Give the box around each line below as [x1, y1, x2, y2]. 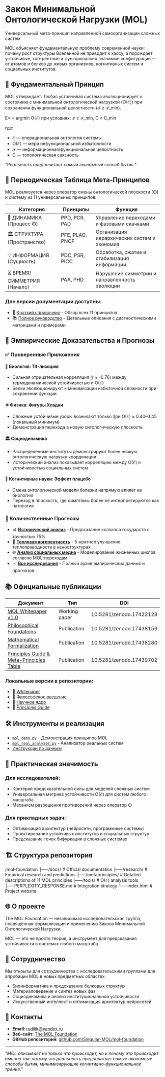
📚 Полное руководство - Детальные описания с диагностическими [12, 315, 156, 321]
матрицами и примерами [12, 322, 66, 328]
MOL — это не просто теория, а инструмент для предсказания [5, 935, 137, 941]
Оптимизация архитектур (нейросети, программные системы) [12, 826, 144, 831]
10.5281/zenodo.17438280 [91, 640, 158, 646]
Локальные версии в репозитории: [5, 678, 94, 684]
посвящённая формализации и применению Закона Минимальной [5, 921, 145, 927]
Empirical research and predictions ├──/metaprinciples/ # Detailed [5, 872, 141, 877]
